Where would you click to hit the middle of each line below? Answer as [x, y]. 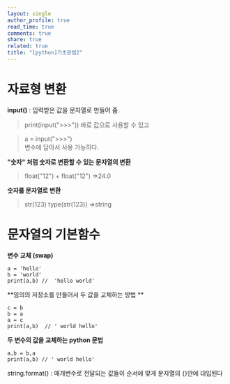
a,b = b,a [22, 353]
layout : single [29, 14]
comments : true [29, 33]
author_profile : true [39, 20]
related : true [28, 46]
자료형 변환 [37, 90]
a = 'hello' [24, 268]
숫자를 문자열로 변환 [34, 190]
